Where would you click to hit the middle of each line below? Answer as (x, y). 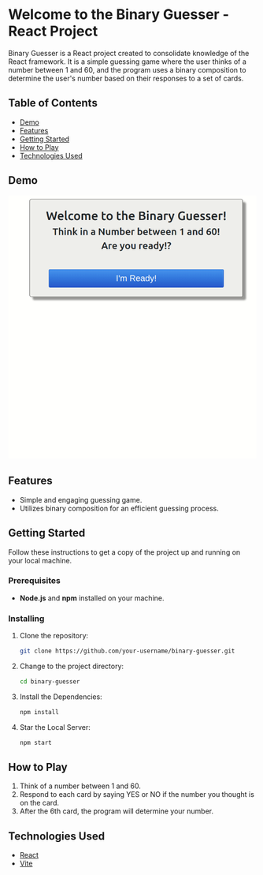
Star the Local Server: (55, 727)
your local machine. (40, 560)
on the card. (39, 803)
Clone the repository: (54, 636)
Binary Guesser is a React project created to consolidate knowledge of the (129, 53)
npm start (36, 742)
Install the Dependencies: (61, 697)
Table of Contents (53, 103)
